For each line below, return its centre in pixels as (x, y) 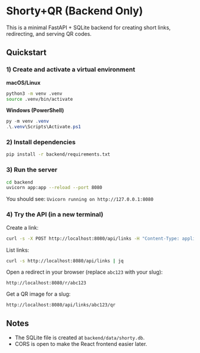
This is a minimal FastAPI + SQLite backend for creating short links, (88, 27)
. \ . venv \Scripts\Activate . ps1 (44, 127)
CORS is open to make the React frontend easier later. (81, 344)
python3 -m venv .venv (34, 94)
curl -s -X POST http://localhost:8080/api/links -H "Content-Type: (93, 239)
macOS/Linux (23, 82)
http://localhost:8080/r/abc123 (46, 283)
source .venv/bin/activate (40, 99)
